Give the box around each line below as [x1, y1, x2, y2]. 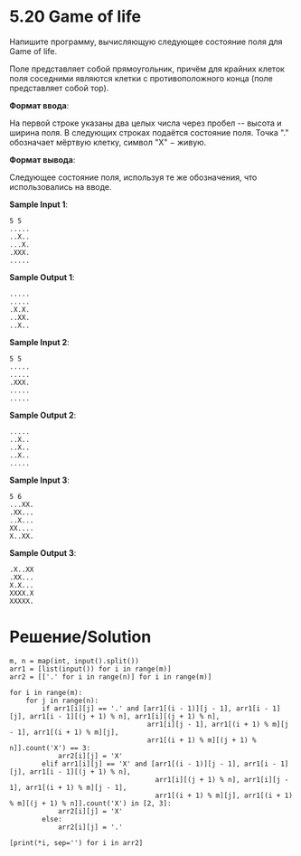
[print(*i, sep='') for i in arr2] [9, 838, 144, 847]
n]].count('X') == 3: [9, 743, 91, 752]
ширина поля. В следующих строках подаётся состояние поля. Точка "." [9, 127, 289, 137]
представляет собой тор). [9, 82, 109, 93]
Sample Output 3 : [9, 547, 77, 558]
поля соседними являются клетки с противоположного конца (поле [9, 72, 274, 83]
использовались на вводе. [9, 181, 112, 192]
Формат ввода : [9, 99, 70, 110]
